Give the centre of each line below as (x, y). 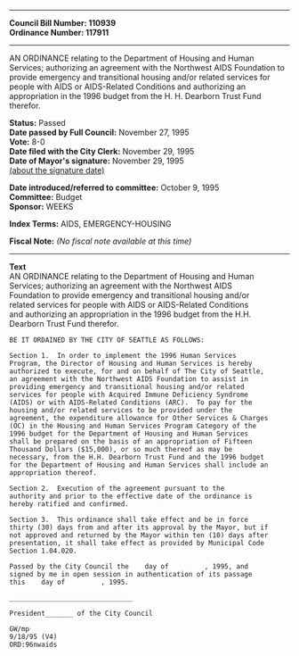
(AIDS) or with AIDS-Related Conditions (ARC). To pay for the (131, 403)
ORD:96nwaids (33, 644)
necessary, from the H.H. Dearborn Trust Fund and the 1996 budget (137, 457)
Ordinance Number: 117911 (59, 33)
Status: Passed (38, 123)
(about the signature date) (57, 170)
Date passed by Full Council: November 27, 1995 (99, 132)
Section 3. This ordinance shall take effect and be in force (129, 519)
